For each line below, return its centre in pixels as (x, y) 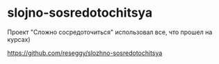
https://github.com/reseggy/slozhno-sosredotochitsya (85, 53)
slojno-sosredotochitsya (80, 13)
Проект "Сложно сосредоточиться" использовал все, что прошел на (110, 32)
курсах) (19, 39)
